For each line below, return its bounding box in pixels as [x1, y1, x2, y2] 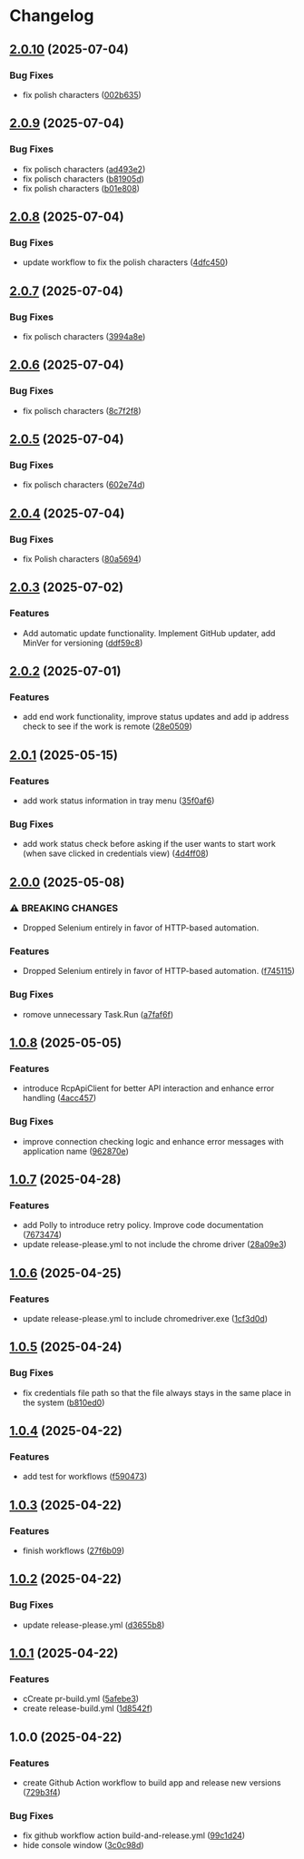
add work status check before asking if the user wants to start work [22, 839, 277, 850]
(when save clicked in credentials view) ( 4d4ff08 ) [22, 848, 209, 859]
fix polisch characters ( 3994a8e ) [22, 330, 146, 341]
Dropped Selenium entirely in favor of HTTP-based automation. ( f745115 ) [22, 966, 295, 977]
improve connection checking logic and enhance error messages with [22, 1136, 284, 1146]
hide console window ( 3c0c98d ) [22, 1840, 144, 1851]
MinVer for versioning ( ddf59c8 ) [22, 637, 143, 648]
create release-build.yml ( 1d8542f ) [22, 1703, 153, 1714]
